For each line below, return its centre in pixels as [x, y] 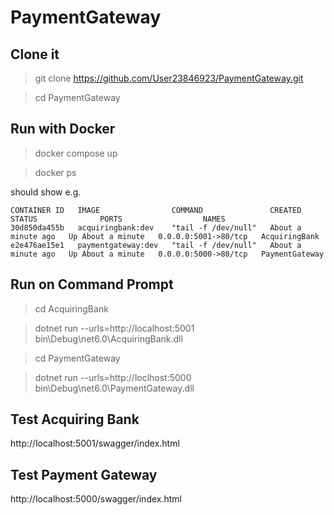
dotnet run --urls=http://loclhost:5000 [113, 377]
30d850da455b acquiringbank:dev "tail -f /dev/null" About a [156, 227]
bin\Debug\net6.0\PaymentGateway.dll [114, 388]
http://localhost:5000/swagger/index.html [96, 499]
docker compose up [76, 153]
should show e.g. [46, 192]
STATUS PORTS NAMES [118, 219]
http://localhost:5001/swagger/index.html [95, 443]
